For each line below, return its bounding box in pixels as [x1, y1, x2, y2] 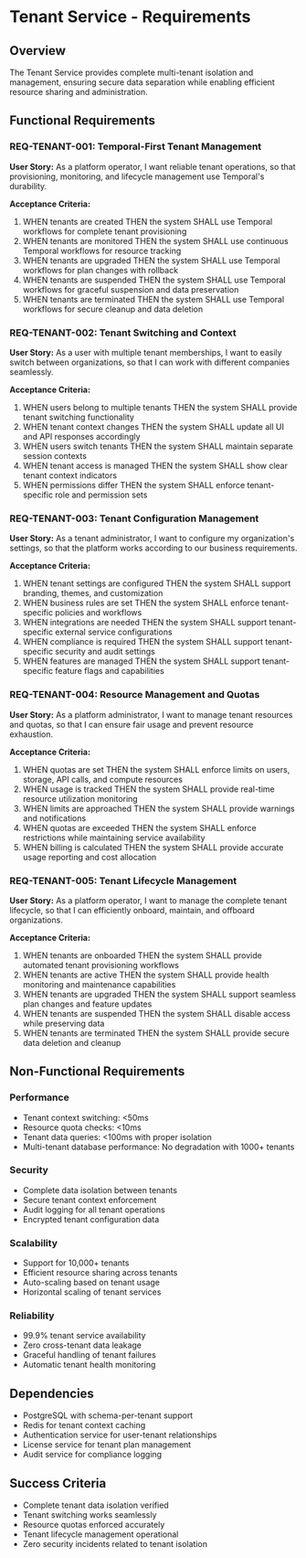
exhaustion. [9, 729, 53, 740]
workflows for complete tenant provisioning [22, 226, 187, 237]
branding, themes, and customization [22, 588, 164, 599]
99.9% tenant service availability [22, 1330, 146, 1341]
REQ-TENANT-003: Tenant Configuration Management [9, 512, 259, 525]
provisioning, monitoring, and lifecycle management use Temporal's [9, 171, 265, 182]
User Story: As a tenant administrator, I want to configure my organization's [9, 533, 295, 544]
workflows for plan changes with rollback [22, 264, 179, 275]
